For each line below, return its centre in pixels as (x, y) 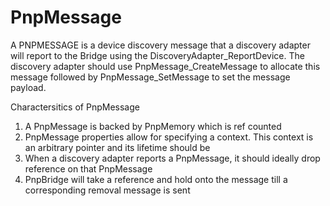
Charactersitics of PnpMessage (75, 107)
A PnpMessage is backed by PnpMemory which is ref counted (153, 126)
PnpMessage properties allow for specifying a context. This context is (169, 137)
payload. (28, 87)
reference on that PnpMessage (88, 168)
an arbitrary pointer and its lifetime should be (117, 147)
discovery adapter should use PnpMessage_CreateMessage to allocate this (165, 66)
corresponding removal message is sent (107, 190)
